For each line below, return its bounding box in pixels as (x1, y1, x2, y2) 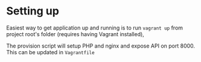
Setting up (6, 4, 59, 18)
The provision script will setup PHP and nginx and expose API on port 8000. (6, 42, 195, 49)
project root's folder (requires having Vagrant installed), (6, 30, 145, 37)
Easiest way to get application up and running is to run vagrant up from (6, 24, 183, 31)
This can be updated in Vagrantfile (6, 48, 95, 55)
